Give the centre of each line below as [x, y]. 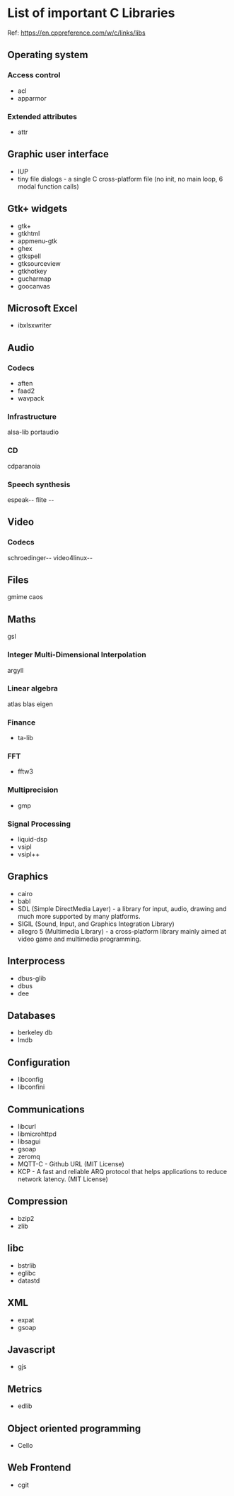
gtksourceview [39, 263]
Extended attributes [42, 116]
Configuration [39, 1062]
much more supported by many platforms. [79, 916]
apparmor [32, 98]
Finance [22, 722]
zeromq [29, 1156]
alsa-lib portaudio [33, 432]
